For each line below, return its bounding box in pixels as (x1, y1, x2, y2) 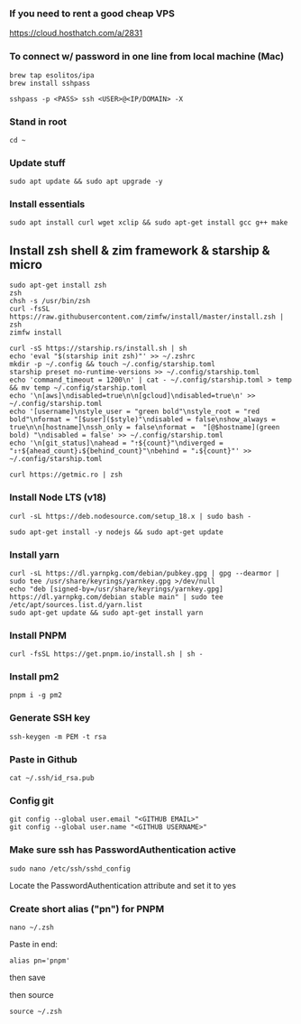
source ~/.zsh (9, 1007, 63, 1016)
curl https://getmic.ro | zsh (9, 470, 123, 480)
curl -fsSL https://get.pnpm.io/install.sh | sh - (9, 650, 204, 659)
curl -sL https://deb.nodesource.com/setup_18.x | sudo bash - (9, 512, 252, 521)
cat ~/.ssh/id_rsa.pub (9, 774, 95, 783)
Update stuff (9, 156, 66, 169)
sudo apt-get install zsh (9, 281, 106, 291)
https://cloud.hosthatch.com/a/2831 (9, 28, 142, 39)
